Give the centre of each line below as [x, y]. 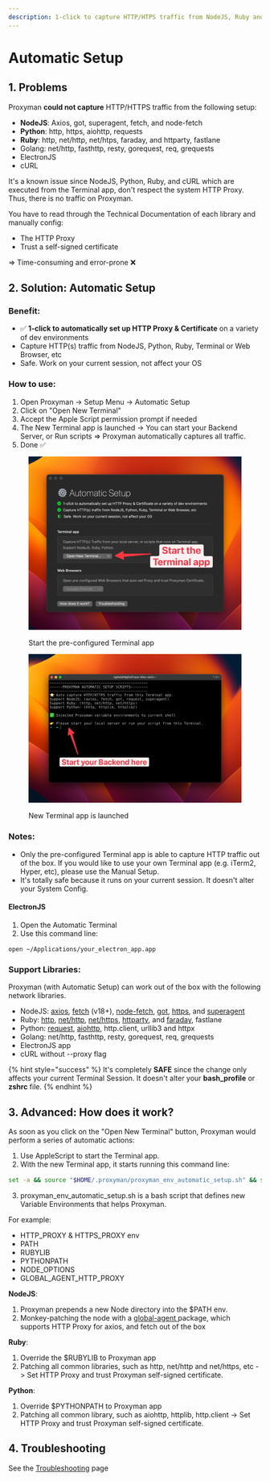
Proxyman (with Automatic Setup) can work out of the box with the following [135, 987]
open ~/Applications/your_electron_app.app [82, 949]
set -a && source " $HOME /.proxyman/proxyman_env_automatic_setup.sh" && [133, 1180]
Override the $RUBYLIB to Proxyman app [88, 1358]
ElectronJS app [45, 1046]
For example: [30, 1219]
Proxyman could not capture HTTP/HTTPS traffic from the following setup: [133, 107]
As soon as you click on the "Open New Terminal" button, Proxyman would [132, 1131]
